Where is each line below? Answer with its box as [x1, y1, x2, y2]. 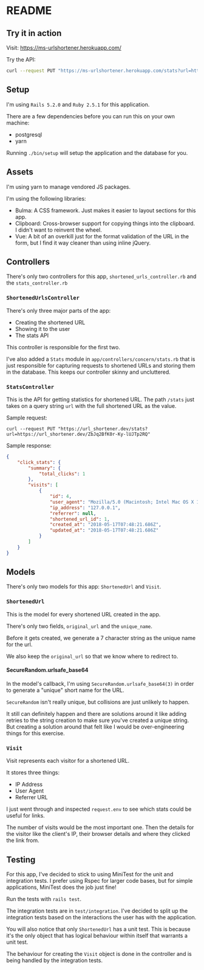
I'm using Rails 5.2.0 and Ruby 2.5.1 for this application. [6, 101, 150, 108]
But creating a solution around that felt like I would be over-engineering [6, 723, 185, 730]
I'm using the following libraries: [6, 194, 86, 202]
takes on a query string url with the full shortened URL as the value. [6, 402, 177, 409]
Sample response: [6, 441, 52, 449]
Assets [6, 167, 33, 177]
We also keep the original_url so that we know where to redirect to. [6, 652, 178, 660]
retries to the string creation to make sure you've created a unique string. [6, 716, 189, 724]
